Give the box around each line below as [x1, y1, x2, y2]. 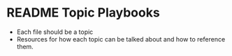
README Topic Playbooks [6, 5, 160, 21]
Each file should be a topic [16, 28, 94, 36]
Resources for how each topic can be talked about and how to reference [16, 35, 226, 43]
